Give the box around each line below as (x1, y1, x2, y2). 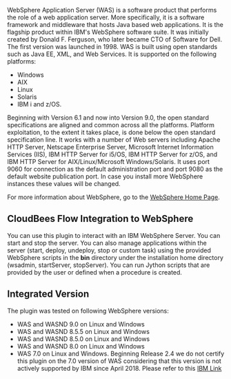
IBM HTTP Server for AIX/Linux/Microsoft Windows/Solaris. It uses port (7, 158, 210, 165)
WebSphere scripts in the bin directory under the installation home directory (7, 253, 224, 261)
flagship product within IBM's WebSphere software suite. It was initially (7, 28, 209, 36)
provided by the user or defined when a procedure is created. (7, 268, 183, 276)
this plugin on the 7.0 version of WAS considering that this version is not (17, 356, 222, 365)
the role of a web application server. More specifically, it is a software (7, 13, 205, 21)
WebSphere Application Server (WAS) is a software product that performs (7, 6, 217, 14)
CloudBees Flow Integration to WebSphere (7, 213, 194, 225)
